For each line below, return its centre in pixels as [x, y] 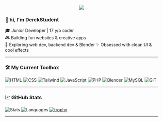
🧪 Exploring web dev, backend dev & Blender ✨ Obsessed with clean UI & [78, 45]
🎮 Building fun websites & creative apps [46, 38]
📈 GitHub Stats [24, 97]
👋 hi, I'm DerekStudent [32, 19]
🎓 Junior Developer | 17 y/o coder [40, 30]
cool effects [17, 50]
